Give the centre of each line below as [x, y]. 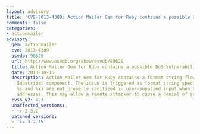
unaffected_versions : [38, 105]
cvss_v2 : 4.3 [28, 100]
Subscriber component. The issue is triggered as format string [98, 84]
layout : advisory [28, 12]
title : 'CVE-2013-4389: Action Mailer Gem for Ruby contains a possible [98, 17]
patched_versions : [35, 116]
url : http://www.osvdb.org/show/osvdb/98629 [68, 61]
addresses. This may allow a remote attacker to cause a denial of [102, 94]
